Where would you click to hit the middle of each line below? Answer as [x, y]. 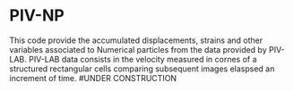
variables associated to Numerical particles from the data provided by [138, 49]
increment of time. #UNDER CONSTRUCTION [93, 78]
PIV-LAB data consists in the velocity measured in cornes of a [143, 59]
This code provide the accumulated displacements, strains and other [136, 40]
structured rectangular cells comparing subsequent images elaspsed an [142, 69]
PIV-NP [37, 16]
